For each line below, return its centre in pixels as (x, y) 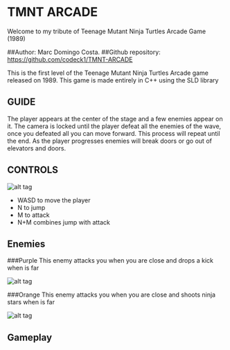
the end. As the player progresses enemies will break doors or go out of (110, 141)
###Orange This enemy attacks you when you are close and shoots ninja (112, 295)
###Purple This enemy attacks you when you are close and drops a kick (110, 261)
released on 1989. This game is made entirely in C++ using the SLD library (113, 80)
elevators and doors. (37, 148)
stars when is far (31, 302)
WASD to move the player (54, 200)
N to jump (31, 207)
